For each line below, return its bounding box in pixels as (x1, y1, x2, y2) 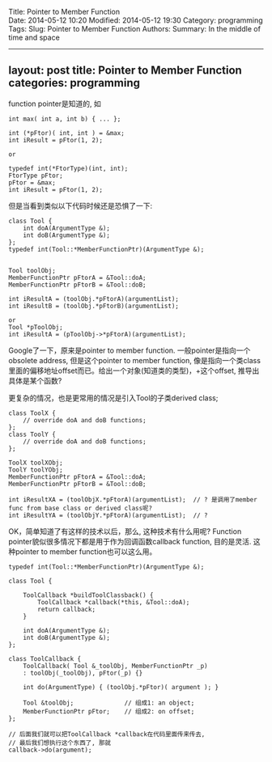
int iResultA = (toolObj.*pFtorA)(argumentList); (8, 294, 180, 303)
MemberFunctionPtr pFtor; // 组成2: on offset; (23, 707, 195, 715)
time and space (8, 32, 61, 42)
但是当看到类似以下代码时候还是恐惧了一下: (8, 201, 153, 210)
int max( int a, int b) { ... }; (8, 115, 121, 123)
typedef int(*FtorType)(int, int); (8, 164, 129, 172)
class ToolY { (8, 430, 57, 438)
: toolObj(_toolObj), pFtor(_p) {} (23, 669, 143, 677)
